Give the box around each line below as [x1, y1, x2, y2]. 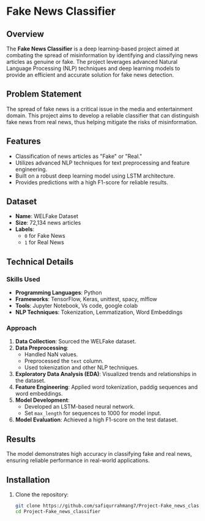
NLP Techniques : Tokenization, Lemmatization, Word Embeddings [15, 308, 183, 316]
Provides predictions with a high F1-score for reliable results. [15, 178, 168, 186]
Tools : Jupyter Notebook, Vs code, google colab [15, 302, 138, 310]
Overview [6, 29, 45, 39]
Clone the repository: [15, 491, 69, 498]
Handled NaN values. [24, 351, 78, 358]
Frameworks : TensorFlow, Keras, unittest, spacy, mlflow [15, 296, 157, 303]
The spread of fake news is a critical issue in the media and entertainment [6, 105, 193, 112]
